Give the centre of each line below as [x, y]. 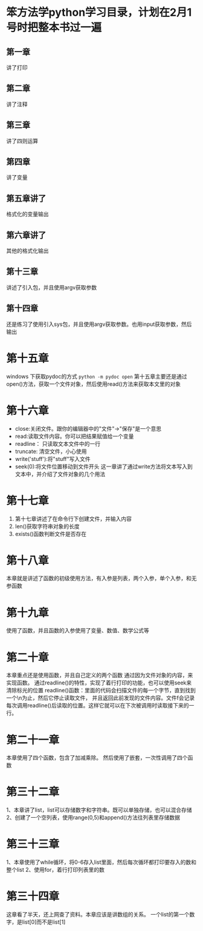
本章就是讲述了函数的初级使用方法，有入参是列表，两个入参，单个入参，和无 [101, 578]
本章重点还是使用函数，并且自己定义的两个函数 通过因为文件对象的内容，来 [100, 675]
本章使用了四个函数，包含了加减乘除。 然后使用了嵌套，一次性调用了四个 [97, 758]
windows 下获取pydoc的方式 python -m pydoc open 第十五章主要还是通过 [97, 376]
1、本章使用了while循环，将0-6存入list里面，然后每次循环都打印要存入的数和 [101, 862]
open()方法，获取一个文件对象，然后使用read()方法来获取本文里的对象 [94, 384]
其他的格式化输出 [27, 251]
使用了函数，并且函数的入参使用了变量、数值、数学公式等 [78, 631]
